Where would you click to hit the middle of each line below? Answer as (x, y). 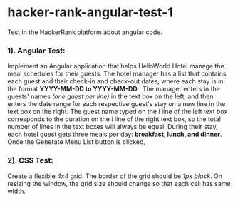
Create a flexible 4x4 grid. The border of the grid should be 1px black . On (115, 176)
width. (17, 191)
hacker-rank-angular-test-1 (90, 12)
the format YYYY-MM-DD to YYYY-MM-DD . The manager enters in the (114, 89)
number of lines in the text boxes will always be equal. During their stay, (113, 127)
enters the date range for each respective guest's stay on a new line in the (117, 104)
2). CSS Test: (30, 160)
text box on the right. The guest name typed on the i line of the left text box (118, 112)
